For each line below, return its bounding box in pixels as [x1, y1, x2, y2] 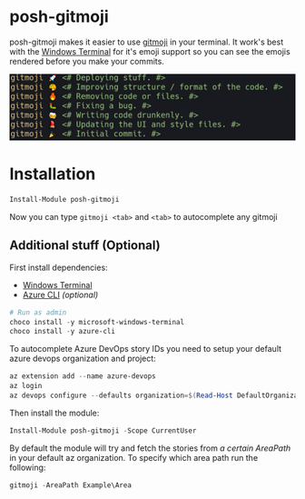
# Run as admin [9, 307, 67, 317]
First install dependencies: [9, 262, 108, 273]
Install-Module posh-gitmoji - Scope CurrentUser [9, 425, 197, 435]
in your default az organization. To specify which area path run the [9, 452, 259, 463]
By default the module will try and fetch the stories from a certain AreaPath [9, 443, 291, 454]
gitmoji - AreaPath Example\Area [9, 480, 132, 490]
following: [9, 462, 46, 473]
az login [9, 382, 43, 391]
